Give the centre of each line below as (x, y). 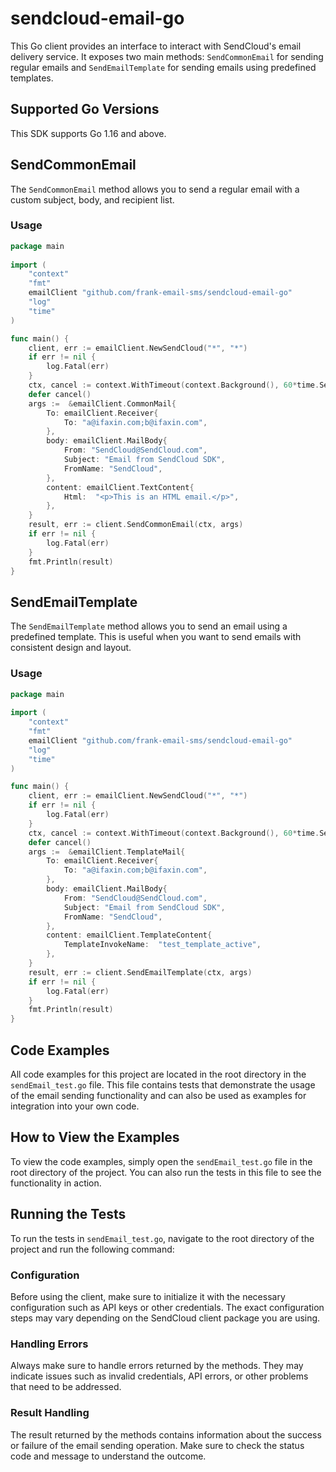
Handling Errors (49, 1344)
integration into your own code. (75, 1106)
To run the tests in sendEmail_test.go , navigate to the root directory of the (162, 1238)
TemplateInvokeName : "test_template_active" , (162, 945)
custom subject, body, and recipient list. (92, 199)
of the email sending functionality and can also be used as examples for (158, 1096)
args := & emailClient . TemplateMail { (107, 852)
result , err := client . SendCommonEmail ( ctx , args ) (136, 525)
